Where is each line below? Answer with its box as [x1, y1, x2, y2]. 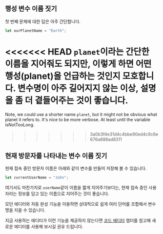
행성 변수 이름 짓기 [5, 4, 57, 13]
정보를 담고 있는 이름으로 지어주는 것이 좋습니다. [18, 191, 109, 196]
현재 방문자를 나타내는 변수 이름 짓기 [5, 152, 107, 160]
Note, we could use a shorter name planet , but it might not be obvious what [5, 111, 158, 117]
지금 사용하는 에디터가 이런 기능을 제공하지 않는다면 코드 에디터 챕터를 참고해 [5, 217, 151, 223]
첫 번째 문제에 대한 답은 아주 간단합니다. [5, 19, 81, 24]
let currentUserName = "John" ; [5, 175, 69, 180]
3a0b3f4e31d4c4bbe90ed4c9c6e [90, 131, 159, 137]
